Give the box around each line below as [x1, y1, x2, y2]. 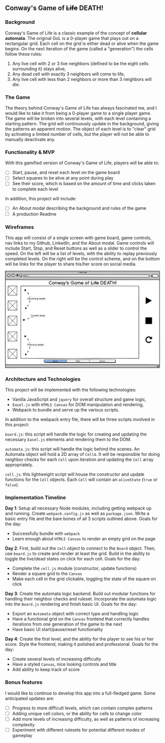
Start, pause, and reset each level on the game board [12, 170, 120, 176]
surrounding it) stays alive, [12, 66, 66, 72]
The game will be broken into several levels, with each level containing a [5, 115, 151, 121]
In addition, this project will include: [5, 196, 77, 202]
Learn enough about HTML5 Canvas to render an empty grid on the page [12, 536, 156, 542]
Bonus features [5, 679, 43, 686]
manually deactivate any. [5, 136, 55, 142]
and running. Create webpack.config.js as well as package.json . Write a [5, 511, 150, 517]
